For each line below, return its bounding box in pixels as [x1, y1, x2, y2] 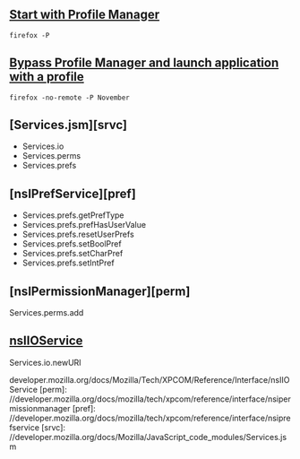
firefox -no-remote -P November [9, 93, 130, 102]
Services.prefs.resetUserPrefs [21, 229, 134, 240]
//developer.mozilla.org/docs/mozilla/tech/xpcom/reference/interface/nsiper [9, 394, 291, 404]
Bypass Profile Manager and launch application [9, 56, 279, 71]
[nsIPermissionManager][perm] [9, 283, 191, 299]
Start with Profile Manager [9, 7, 159, 22]
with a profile [9, 69, 85, 84]
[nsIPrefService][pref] [9, 186, 136, 201]
